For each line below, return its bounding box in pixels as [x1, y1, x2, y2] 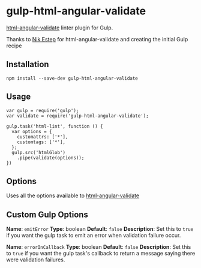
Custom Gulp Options [6, 209, 89, 219]
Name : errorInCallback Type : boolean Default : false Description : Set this [6, 243, 191, 251]
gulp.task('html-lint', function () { [6, 123, 103, 130]
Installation [6, 59, 49, 70]
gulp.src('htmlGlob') [11, 149, 66, 155]
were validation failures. [6, 256, 65, 263]
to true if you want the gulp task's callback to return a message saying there [6, 250, 196, 257]
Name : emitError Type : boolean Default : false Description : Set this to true [6, 225, 194, 233]
